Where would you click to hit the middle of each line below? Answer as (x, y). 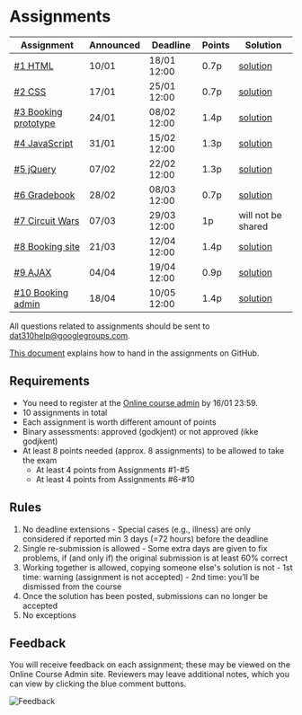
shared (253, 226)
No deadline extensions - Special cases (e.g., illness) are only (137, 529)
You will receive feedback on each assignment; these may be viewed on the (150, 665)
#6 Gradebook (44, 195)
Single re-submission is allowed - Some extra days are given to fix (145, 548)
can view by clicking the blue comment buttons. (98, 684)
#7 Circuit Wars (47, 220)
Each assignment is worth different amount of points (120, 422)
